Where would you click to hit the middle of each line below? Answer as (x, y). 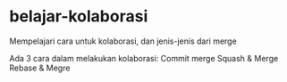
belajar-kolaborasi (79, 16)
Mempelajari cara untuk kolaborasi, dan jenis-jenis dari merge (123, 41)
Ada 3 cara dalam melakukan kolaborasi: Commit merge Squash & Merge (144, 58)
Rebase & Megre (40, 68)
